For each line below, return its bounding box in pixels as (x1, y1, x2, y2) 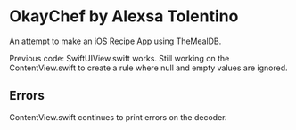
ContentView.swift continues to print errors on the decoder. (9, 111, 227, 122)
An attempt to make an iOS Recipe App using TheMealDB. (9, 36, 222, 46)
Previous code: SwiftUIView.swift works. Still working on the (9, 53, 230, 63)
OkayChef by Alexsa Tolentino (9, 6, 239, 27)
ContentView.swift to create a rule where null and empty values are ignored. (9, 62, 288, 73)
